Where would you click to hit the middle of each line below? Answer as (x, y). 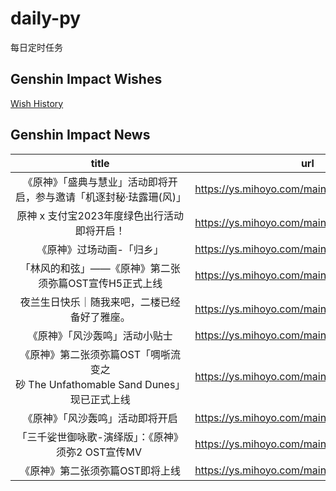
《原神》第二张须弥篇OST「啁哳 (95, 354)
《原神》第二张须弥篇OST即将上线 (100, 470)
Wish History (37, 103)
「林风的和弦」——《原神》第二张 (100, 268)
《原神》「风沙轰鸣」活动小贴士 (100, 335)
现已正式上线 (100, 399)
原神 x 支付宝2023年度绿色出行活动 (100, 215)
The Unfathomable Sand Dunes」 (107, 384)
